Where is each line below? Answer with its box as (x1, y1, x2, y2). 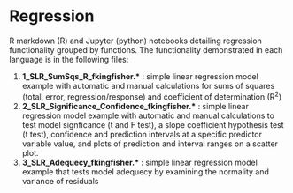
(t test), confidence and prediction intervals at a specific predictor (21, 129, 263, 139)
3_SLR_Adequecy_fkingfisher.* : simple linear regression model (21, 157, 258, 167)
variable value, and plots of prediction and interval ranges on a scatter (21, 138, 279, 149)
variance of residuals (21, 175, 99, 186)
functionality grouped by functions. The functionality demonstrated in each (9, 44, 283, 55)
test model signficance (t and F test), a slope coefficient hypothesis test (21, 119, 285, 130)
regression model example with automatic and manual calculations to (21, 110, 274, 121)
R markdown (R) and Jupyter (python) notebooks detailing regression (9, 35, 263, 46)
